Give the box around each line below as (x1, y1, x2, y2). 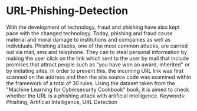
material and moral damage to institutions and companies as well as (6, 36, 171, 43)
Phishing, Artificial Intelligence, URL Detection (6, 98, 118, 105)
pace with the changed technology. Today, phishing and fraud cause (6, 29, 173, 36)
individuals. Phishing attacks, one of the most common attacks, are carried (6, 42, 188, 49)
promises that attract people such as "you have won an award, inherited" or (6, 60, 190, 68)
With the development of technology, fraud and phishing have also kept (6, 23, 180, 31)
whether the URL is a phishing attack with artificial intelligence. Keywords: (6, 92, 186, 99)
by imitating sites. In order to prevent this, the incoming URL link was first (6, 67, 184, 74)
